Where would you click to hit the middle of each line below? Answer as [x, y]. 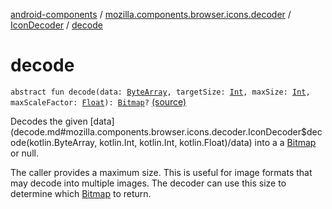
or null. [24, 153]
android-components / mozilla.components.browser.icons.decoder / [151, 14]
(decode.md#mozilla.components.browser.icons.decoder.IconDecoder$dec [166, 131]
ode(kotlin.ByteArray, [54, 142]
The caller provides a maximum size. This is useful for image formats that [161, 172]
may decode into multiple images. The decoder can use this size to [148, 183]
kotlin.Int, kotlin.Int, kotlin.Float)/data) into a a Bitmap [208, 142]
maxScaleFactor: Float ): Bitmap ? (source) [98, 101]
